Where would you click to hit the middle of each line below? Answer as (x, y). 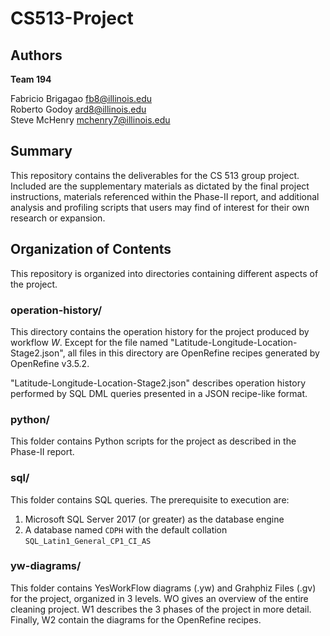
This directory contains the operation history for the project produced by (160, 331)
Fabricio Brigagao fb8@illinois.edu (81, 98)
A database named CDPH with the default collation (126, 529)
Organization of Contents (91, 249)
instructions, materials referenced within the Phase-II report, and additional (165, 196)
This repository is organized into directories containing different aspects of (164, 273)
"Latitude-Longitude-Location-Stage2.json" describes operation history (158, 383)
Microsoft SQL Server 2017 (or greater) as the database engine (154, 519)
